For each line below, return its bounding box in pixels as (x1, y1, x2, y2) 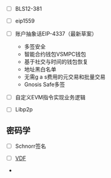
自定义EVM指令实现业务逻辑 (15, 94, 86, 101)
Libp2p (15, 106, 33, 113)
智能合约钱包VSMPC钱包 (24, 51, 87, 58)
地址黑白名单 (24, 66, 56, 73)
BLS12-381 (15, 5, 42, 12)
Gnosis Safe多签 (24, 81, 66, 88)
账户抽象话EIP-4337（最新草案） (15, 30, 97, 38)
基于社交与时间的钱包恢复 (24, 58, 89, 65)
